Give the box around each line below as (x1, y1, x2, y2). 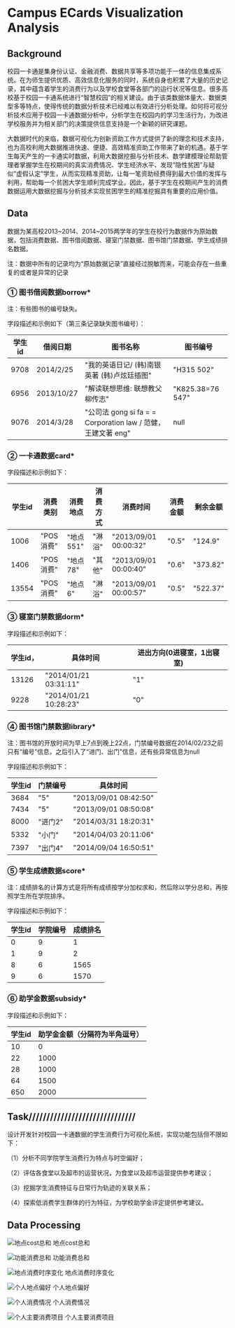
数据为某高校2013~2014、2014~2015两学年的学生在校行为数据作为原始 (7, 227, 212, 235)
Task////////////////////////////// (7, 1110, 136, 1122)
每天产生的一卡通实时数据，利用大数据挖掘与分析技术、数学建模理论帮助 (13, 152, 222, 160)
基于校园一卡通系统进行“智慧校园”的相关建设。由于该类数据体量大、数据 (13, 93, 222, 101)
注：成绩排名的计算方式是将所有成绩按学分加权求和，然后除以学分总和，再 (7, 883, 222, 891)
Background (7, 48, 62, 59)
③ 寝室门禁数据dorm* (7, 612, 85, 622)
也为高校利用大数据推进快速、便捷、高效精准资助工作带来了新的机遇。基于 (7, 143, 222, 151)
